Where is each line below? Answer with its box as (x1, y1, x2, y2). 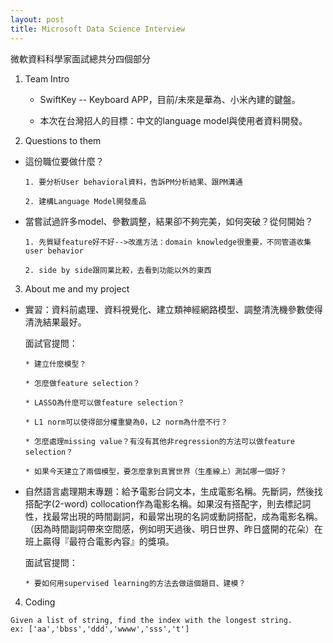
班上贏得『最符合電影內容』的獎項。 (24, 535, 175, 547)
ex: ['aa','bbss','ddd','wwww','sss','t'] (10, 624, 190, 634)
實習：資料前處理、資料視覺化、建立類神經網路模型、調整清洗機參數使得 (24, 303, 323, 315)
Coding (24, 596, 56, 608)
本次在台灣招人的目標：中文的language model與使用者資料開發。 (39, 114, 308, 126)
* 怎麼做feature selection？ (24, 378, 141, 388)
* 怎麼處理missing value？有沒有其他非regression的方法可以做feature (24, 436, 296, 446)
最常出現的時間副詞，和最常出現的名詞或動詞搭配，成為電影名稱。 (51, 510, 323, 522)
